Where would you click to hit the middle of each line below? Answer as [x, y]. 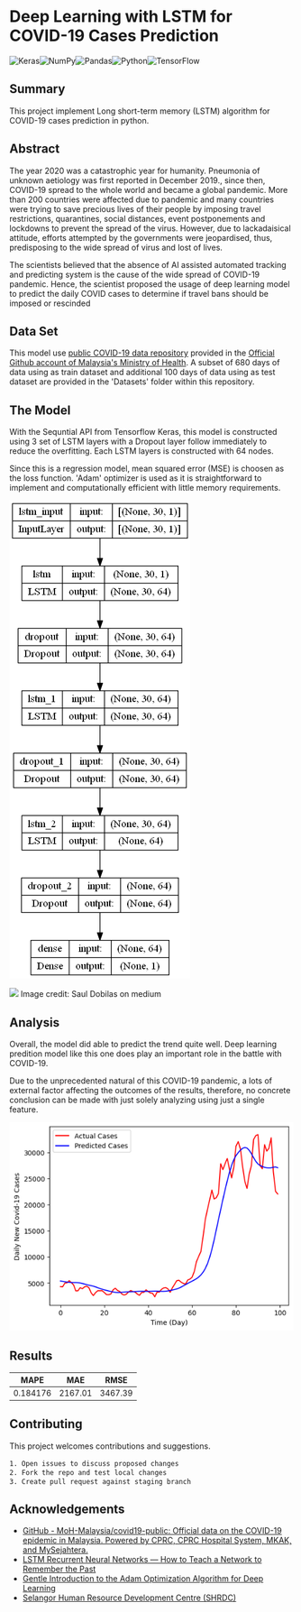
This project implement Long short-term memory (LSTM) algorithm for [140, 111]
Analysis [35, 1022]
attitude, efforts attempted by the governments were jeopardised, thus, [141, 237]
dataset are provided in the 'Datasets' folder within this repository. [132, 382]
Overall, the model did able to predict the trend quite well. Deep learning [143, 1044]
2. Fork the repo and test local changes [88, 1472]
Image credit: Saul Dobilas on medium [91, 994]
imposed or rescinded [50, 303]
